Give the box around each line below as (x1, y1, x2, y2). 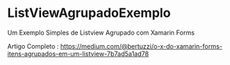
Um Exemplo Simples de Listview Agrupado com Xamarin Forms (7, 28, 195, 37)
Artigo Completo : (7, 42, 59, 50)
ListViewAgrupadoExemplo (7, 5, 171, 21)
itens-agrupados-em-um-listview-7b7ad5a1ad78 (7, 49, 149, 58)
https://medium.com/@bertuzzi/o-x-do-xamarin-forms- (59, 42, 223, 50)
